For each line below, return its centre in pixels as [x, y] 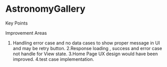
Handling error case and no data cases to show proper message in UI [86, 43]
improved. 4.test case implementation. [53, 59]
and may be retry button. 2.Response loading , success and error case [87, 48]
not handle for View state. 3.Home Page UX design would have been [85, 54]
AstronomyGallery [45, 9]
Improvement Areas [26, 33]
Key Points [17, 23]
